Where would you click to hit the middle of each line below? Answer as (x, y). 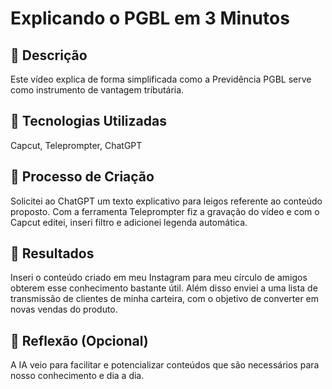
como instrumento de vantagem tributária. (97, 90)
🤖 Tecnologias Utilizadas (88, 121)
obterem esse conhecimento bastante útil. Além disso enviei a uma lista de (164, 288)
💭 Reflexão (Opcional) (79, 340)
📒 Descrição (49, 55)
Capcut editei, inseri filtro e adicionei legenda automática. (129, 222)
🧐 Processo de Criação (82, 177)
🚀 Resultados (52, 253)
